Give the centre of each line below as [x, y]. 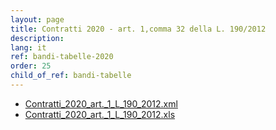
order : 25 [31, 66]
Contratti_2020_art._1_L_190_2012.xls [100, 114]
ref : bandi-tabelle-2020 [62, 57]
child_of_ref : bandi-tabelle [71, 76]
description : [37, 38]
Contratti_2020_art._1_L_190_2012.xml [101, 103]
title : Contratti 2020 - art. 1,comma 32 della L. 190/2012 [138, 29]
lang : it [28, 47]
